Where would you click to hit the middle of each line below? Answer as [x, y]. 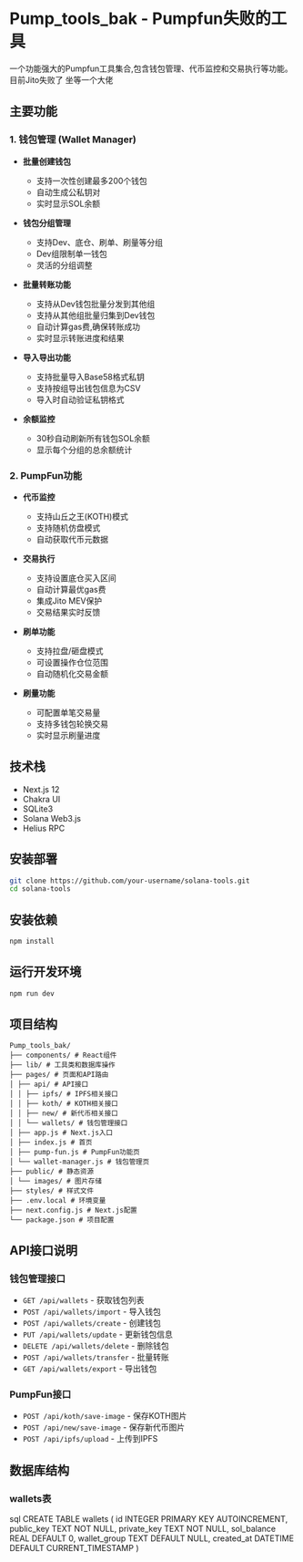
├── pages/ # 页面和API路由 [59, 1075]
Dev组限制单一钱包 [71, 253]
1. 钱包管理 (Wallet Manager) [73, 140]
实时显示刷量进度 [68, 735]
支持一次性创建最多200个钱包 [91, 181]
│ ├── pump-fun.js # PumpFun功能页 [75, 1153]
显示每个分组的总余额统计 [84, 450]
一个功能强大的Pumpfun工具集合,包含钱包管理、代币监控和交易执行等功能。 [151, 68]
